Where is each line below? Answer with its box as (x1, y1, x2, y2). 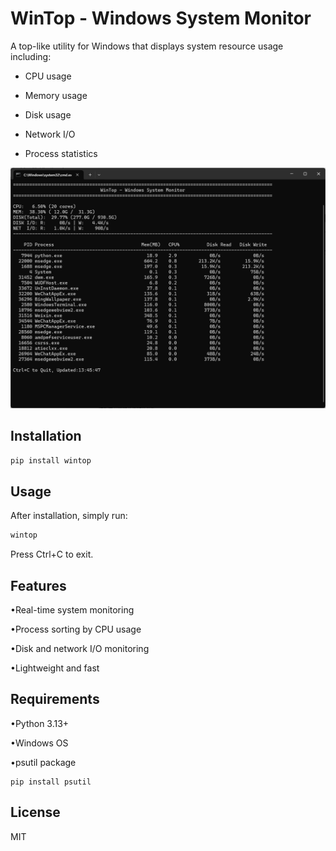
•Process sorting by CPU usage (10, 623, 142, 636)
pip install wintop (10, 455, 92, 466)
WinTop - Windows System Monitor (10, 7, 312, 30)
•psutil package (10, 756, 77, 768)
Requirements (10, 691, 100, 708)
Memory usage (24, 89, 88, 101)
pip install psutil (10, 777, 92, 787)
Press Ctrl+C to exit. (10, 548, 94, 561)
